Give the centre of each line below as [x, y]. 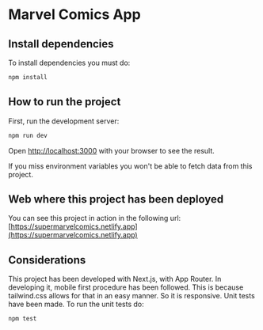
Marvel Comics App [74, 15]
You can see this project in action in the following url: [95, 218]
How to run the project [65, 102]
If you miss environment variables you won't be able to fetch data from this [130, 166]
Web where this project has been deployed [116, 199]
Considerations [47, 260]
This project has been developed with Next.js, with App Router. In [115, 279]
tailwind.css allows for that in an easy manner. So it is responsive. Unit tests [131, 296]
